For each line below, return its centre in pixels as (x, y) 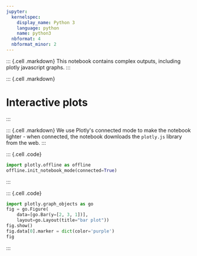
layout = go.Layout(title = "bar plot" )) (63, 220)
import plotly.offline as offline (49, 165)
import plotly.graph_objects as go (50, 204)
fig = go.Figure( (27, 210)
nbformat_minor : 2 (34, 45)
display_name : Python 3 (46, 22)
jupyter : (17, 11)
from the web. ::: (26, 142)
